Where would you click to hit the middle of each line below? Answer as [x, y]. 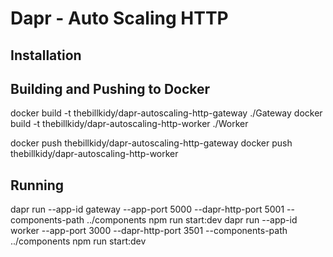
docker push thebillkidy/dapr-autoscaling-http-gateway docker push [151, 143]
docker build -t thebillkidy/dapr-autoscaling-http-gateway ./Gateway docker [166, 113]
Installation [46, 55]
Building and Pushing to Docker [110, 88]
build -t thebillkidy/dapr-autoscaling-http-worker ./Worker [129, 124]
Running [37, 185]
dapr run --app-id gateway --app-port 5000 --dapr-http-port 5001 [147, 209]
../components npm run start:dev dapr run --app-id [192, 220]
